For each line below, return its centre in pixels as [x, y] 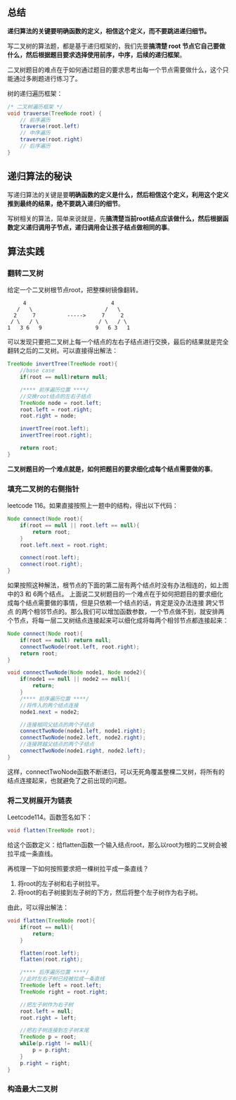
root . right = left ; [48, 1018]
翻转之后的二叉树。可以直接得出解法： [63, 351]
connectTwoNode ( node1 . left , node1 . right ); [83, 731]
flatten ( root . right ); [51, 960]
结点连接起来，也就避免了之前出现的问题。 [69, 780]
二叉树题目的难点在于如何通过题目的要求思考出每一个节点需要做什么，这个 [115, 70]
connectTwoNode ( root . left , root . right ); [80, 646]
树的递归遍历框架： [35, 93]
